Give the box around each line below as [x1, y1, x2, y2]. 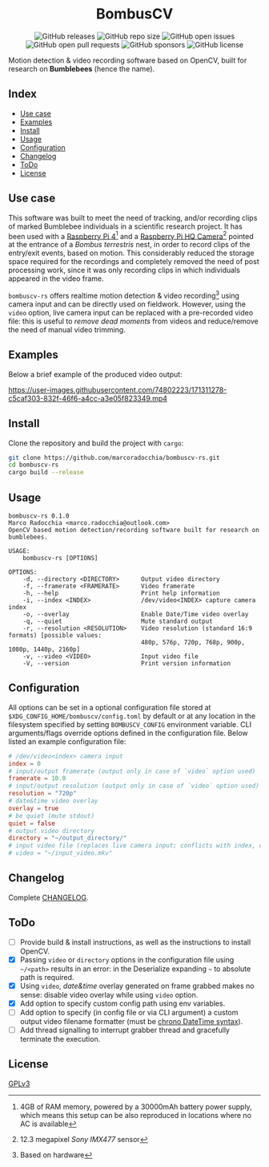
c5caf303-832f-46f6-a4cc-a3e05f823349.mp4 [8, 393, 168, 403]
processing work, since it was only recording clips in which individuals [8, 266, 240, 275]
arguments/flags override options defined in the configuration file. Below [8, 728, 248, 738]
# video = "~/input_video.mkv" [8, 849, 113, 857]
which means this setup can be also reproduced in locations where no [19, 1110, 252, 1120]
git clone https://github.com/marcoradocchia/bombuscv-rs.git [8, 453, 220, 462]
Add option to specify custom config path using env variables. [19, 998, 226, 1008]
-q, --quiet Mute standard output [22, 617, 214, 625]
